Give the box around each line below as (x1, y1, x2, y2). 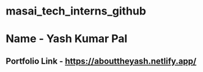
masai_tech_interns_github (6, 4, 146, 18)
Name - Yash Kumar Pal (6, 32, 128, 46)
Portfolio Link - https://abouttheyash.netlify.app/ (6, 56, 197, 66)
